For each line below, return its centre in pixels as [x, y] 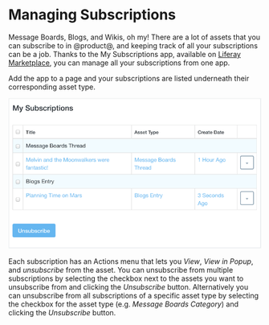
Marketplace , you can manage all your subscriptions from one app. [119, 63]
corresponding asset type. [52, 87]
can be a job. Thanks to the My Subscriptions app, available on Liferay [124, 54]
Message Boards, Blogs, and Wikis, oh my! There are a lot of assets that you [134, 37]
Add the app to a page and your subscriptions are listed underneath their [129, 78]
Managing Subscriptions [92, 15]
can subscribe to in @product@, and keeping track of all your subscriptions [133, 45]
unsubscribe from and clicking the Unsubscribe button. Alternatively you [128, 287]
